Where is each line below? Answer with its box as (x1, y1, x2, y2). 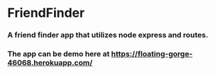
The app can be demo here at (7, 49, 110, 59)
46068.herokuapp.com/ (7, 58, 93, 68)
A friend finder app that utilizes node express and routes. (7, 30, 209, 40)
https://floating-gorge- (111, 49, 193, 59)
